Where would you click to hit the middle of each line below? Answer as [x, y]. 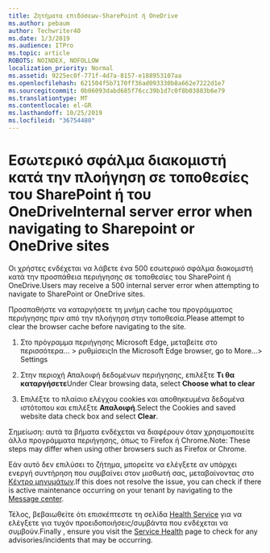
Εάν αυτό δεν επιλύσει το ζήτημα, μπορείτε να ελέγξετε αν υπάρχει [123, 464]
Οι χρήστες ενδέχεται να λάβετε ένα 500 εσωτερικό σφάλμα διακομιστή [131, 268]
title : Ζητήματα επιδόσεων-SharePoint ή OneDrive [93, 16]
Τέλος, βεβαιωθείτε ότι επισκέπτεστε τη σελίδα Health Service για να [125, 514]
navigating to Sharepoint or [102, 229]
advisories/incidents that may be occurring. [81, 539]
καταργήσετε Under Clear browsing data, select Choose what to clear [137, 383]
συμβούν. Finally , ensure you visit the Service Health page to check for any [133, 531]
